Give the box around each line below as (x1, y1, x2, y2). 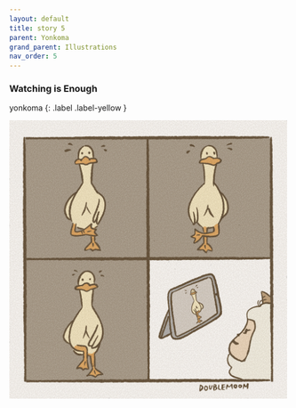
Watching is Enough (9, 83, 98, 95)
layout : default (9, 14, 69, 23)
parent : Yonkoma (9, 33, 69, 42)
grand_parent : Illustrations (9, 43, 117, 52)
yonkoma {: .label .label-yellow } (9, 102, 127, 113)
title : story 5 (9, 23, 66, 33)
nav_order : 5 (9, 52, 58, 61)
